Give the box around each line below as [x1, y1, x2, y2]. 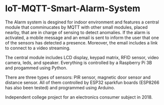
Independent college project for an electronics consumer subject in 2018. [5, 94, 153, 100]
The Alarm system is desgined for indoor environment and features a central [5, 19, 159, 25]
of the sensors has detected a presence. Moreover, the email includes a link [5, 40, 158, 45]
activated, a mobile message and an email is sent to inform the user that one [5, 35, 159, 41]
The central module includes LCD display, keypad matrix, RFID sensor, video [5, 54, 159, 60]
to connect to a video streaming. [5, 45, 71, 51]
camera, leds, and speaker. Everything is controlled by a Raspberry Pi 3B [5, 60, 152, 65]
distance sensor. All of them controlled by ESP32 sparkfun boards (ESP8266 [5, 79, 160, 85]
